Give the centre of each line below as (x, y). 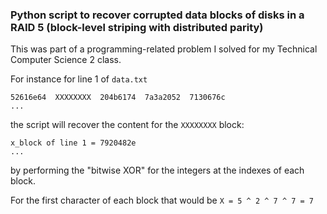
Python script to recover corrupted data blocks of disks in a (157, 15)
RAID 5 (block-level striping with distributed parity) (137, 27)
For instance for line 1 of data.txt (79, 79)
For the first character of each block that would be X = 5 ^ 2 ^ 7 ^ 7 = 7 (162, 200)
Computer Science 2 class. (66, 60)
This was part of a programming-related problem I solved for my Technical (164, 49)
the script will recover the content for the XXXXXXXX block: (127, 125)
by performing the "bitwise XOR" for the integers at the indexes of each (157, 170)
